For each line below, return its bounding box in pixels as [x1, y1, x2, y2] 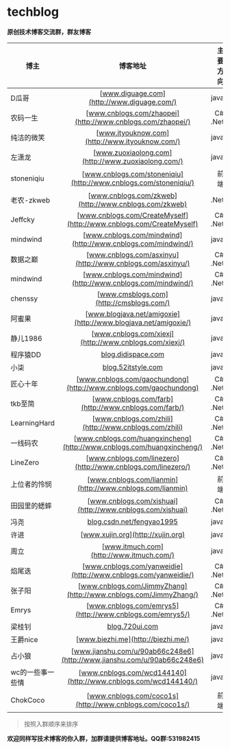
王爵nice [10, 634, 38, 644]
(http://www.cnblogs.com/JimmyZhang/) [66, 590, 199, 599]
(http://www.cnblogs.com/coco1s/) [75, 700, 190, 709]
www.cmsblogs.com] [99, 289, 169, 299]
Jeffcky [10, 214, 36, 224]
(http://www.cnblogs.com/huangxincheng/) [62, 442, 203, 452]
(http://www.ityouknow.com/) [85, 137, 181, 146]
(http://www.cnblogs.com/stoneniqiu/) [71, 178, 195, 187]
